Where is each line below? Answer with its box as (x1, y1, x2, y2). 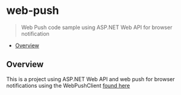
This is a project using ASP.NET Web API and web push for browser (6, 75, 175, 82)
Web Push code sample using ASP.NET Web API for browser (21, 24, 173, 31)
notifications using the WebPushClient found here (6, 82, 130, 89)
